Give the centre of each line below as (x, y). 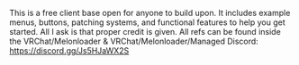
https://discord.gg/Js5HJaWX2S (69, 51)
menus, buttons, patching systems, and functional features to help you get (147, 22)
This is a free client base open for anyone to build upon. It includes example (150, 13)
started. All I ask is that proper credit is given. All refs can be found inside (145, 32)
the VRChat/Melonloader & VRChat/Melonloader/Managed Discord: (134, 41)
